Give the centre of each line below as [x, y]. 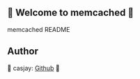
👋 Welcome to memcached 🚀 [71, 13]
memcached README [39, 29]
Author [23, 52]
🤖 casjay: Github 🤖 [34, 68]
